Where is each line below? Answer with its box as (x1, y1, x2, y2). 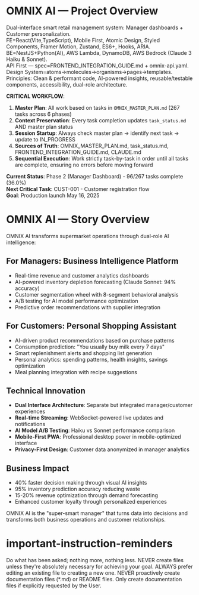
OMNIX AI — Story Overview (6, 213, 150, 226)
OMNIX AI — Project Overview (6, 4, 159, 18)
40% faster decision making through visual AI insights (14, 479, 147, 486)
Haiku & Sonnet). (6, 56, 48, 63)
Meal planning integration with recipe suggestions (14, 368, 138, 375)
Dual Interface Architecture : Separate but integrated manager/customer (14, 402, 193, 409)
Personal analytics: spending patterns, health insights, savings (14, 356, 168, 363)
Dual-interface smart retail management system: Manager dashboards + (6, 24, 184, 31)
